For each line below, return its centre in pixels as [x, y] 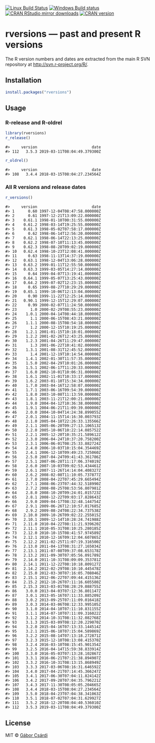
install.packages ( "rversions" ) [38, 92]
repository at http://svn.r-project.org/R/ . [47, 64]
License [18, 723]
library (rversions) [26, 133]
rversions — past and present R [73, 34]
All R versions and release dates [46, 187]
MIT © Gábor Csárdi [27, 735]
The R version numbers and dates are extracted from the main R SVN [78, 59]
